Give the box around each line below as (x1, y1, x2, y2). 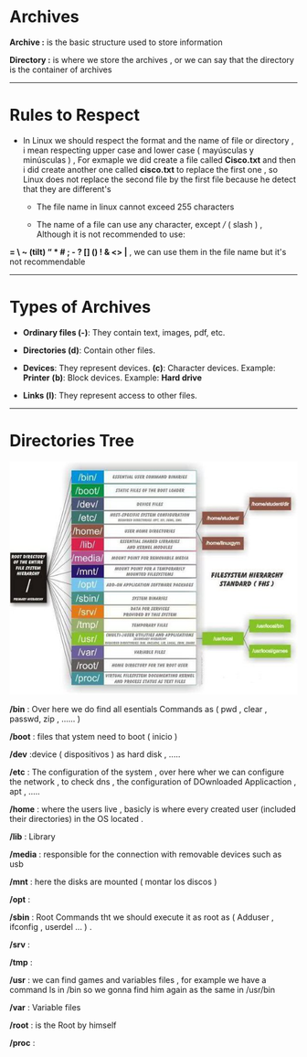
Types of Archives (9, 297, 152, 317)
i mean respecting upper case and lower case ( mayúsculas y (22, 144, 254, 155)
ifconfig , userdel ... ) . (9, 922, 92, 933)
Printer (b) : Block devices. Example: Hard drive (22, 372, 203, 383)
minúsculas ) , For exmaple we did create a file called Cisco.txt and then (22, 154, 297, 165)
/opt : (9, 894, 30, 905)
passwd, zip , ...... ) (9, 713, 80, 724)
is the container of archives (9, 64, 112, 75)
